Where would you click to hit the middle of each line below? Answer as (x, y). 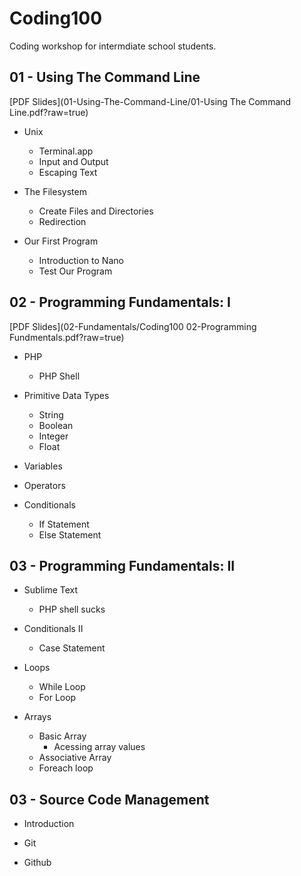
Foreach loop (66, 768)
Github (37, 863)
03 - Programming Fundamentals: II (122, 565)
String (51, 414)
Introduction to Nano (81, 260)
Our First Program (61, 241)
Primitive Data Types (66, 395)
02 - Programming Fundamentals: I (120, 302)
